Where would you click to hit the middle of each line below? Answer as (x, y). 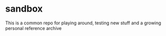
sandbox (24, 9)
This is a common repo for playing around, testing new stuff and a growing (83, 23)
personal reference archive (34, 28)
